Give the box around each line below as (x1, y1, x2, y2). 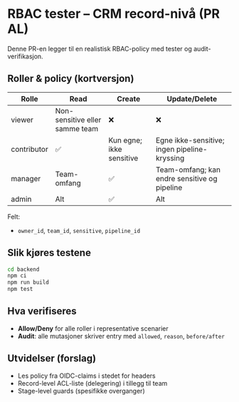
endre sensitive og (155, 173, 218, 183)
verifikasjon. (7, 52, 44, 61)
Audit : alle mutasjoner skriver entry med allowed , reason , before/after (17, 331, 225, 340)
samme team (55, 123, 99, 133)
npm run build (7, 279, 50, 287)
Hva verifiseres (7, 305, 77, 317)
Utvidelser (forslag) (7, 352, 97, 365)
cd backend (7, 266, 40, 273)
